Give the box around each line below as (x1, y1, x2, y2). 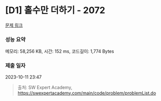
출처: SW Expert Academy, (17, 84, 72, 90)
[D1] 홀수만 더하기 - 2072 (5, 5, 106, 16)
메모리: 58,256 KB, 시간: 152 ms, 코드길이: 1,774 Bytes (5, 48, 114, 54)
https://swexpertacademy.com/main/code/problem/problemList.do (17, 90, 156, 96)
